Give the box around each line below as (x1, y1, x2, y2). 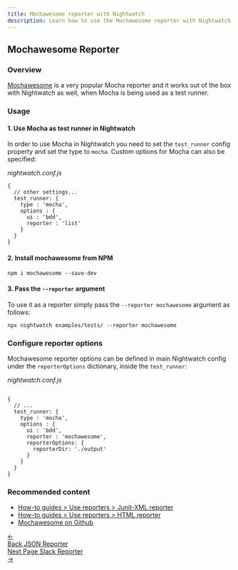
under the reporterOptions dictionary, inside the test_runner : (7, 362, 187, 370)
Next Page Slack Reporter (7, 547, 83, 556)
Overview (7, 65, 42, 75)
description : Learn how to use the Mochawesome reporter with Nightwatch (7, 17, 232, 24)
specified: (7, 155, 37, 164)
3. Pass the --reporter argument (7, 284, 105, 293)
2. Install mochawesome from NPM (7, 254, 113, 262)
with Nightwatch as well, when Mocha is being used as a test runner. (7, 88, 209, 97)
